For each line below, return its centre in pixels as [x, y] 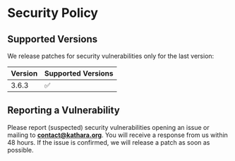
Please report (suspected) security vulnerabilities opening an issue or [108, 127]
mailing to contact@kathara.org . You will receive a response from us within [117, 135]
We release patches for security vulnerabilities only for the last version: [111, 56]
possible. [20, 150]
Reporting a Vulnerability [64, 111]
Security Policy [53, 13]
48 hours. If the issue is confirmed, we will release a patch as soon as [109, 142]
